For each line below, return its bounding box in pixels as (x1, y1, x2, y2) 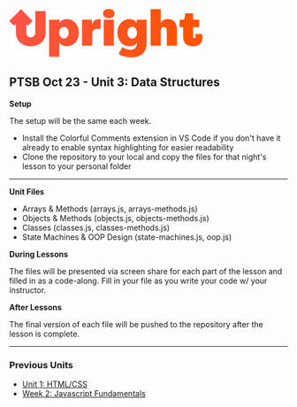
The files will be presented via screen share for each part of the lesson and (9, 265, 283, 276)
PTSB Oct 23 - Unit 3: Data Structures (9, 75, 221, 90)
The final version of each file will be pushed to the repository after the (9, 319, 263, 329)
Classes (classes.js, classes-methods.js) (21, 222, 171, 233)
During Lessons (9, 249, 69, 259)
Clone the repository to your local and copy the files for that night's (21, 151, 267, 162)
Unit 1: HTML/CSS (21, 379, 88, 389)
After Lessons (9, 302, 62, 312)
